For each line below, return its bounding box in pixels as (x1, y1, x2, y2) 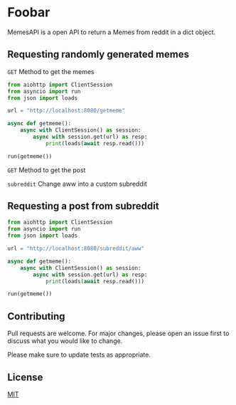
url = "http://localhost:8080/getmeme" (7, 107, 126, 115)
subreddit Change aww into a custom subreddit (7, 179, 147, 188)
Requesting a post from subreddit (7, 200, 159, 212)
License (7, 371, 43, 383)
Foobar (7, 4, 50, 21)
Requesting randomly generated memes (7, 48, 190, 61)
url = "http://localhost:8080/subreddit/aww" (7, 245, 144, 253)
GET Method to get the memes (7, 67, 95, 75)
